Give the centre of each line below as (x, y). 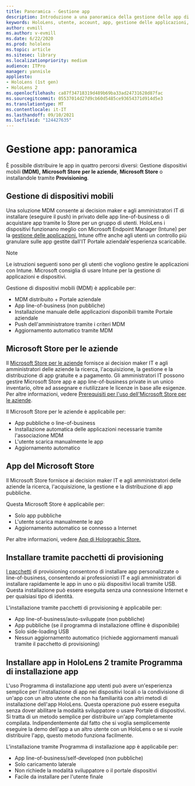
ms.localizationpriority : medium (47, 60)
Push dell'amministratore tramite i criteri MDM (70, 324)
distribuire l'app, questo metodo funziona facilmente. (70, 736)
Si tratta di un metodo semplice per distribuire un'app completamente (90, 717)
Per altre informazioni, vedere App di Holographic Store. (74, 539)
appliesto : (19, 77)
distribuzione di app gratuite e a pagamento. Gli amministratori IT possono (95, 375)
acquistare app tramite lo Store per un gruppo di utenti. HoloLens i (86, 222)
